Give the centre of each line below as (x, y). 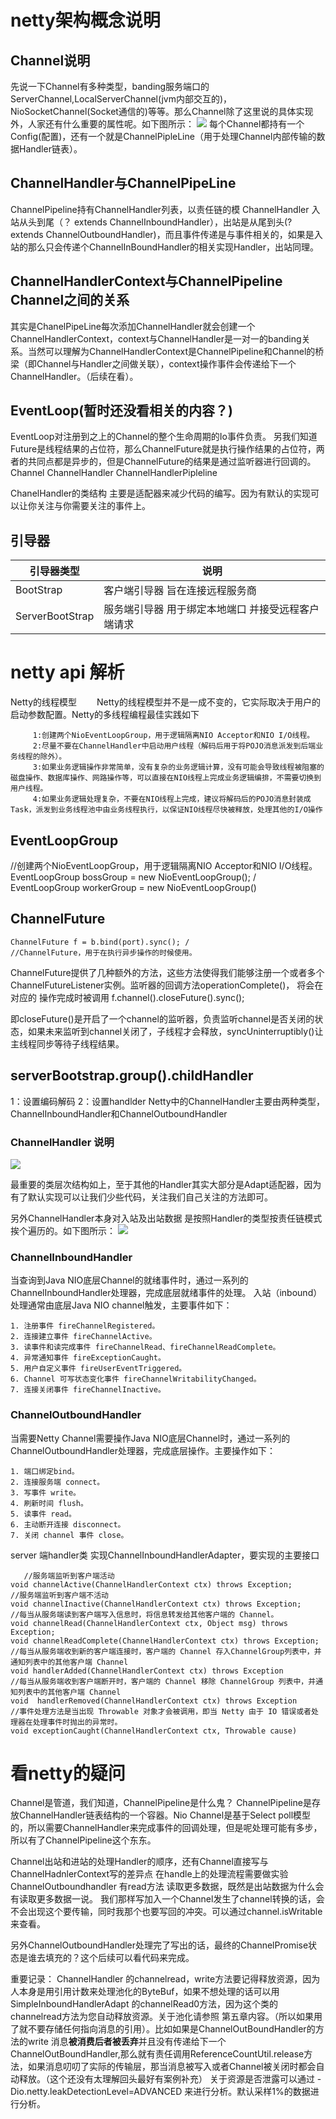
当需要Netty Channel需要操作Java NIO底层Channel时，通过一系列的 (150, 1438)
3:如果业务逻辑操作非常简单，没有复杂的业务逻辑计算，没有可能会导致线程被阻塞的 (178, 767)
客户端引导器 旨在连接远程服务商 (180, 591)
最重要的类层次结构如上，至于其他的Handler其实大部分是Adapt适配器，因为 (166, 1184)
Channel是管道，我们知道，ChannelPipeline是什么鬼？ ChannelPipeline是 (161, 1803)
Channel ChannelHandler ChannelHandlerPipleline (114, 473)
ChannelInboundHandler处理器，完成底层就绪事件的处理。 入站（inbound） (166, 1293)
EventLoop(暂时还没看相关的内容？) (121, 411)
